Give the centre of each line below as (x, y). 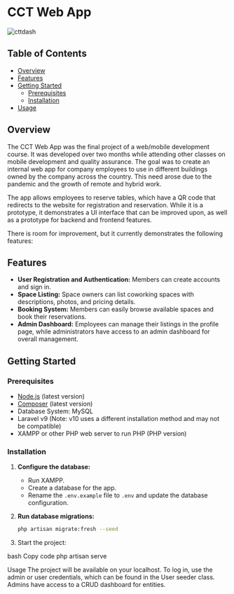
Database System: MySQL (55, 411)
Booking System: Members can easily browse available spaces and (115, 310)
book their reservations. (52, 317)
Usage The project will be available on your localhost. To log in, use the (110, 570)
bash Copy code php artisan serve (57, 556)
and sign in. (34, 287)
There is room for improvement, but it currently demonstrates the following (115, 233)
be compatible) (39, 426)
